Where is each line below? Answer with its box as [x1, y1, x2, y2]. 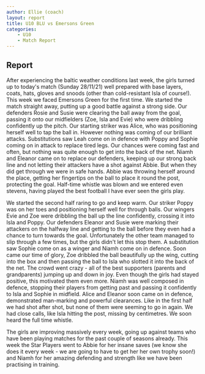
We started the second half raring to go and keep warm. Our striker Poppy [6, 199, 194, 206]
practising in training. [6, 361, 60, 368]
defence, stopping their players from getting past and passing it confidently [6, 283, 197, 291]
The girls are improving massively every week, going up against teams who [6, 328, 196, 335]
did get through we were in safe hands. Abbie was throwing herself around [6, 167, 195, 175]
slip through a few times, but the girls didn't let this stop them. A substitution [6, 238, 199, 245]
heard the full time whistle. [6, 316, 73, 324]
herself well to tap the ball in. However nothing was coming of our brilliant [6, 128, 192, 135]
